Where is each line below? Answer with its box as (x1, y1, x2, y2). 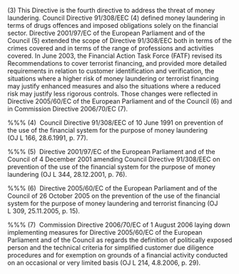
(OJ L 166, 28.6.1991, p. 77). (7, 133, 88, 142)
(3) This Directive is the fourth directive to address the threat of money (7, 6, 215, 14)
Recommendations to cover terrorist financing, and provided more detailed (7, 59, 227, 67)
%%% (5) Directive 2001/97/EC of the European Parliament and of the (7, 148, 215, 156)
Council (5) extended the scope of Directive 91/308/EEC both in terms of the (7, 36, 232, 45)
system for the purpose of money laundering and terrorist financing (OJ (7, 199, 218, 208)
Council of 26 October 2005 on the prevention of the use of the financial (7, 192, 220, 200)
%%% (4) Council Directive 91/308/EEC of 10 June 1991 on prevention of (7, 118, 223, 127)
